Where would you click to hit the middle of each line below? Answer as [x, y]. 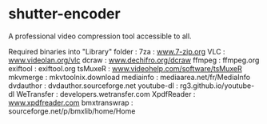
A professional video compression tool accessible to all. [100, 36]
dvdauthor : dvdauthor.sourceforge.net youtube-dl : [93, 86]
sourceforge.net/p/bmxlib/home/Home [72, 111]
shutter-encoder [65, 14]
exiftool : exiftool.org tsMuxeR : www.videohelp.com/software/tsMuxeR [125, 68]
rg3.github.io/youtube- [217, 86]
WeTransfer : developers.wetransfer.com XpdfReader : [106, 94]
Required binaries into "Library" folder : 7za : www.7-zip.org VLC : [117, 51]
